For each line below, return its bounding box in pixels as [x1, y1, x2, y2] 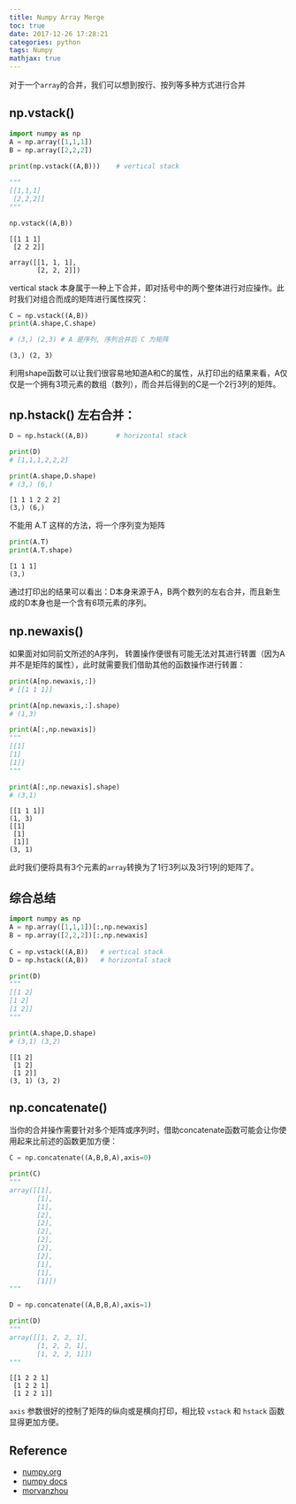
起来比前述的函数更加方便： [16, 1136, 118, 1146]
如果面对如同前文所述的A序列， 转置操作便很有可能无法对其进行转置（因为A [9, 648, 285, 659]
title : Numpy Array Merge [9, 12, 104, 22]
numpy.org [21, 1467, 62, 1477]
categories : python [9, 37, 81, 47]
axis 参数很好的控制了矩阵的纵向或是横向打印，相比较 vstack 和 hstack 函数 [9, 1406, 285, 1416]
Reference [9, 1443, 68, 1458]
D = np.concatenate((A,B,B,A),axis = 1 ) [9, 1300, 152, 1310]
